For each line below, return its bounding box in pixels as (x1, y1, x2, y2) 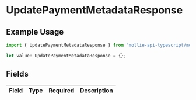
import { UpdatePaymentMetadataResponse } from (6, 42, 124, 48)
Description (79, 86, 114, 94)
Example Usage (6, 27, 64, 37)
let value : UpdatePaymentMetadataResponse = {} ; (6, 53, 127, 58)
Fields (6, 69, 29, 79)
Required (48, 86, 75, 94)
